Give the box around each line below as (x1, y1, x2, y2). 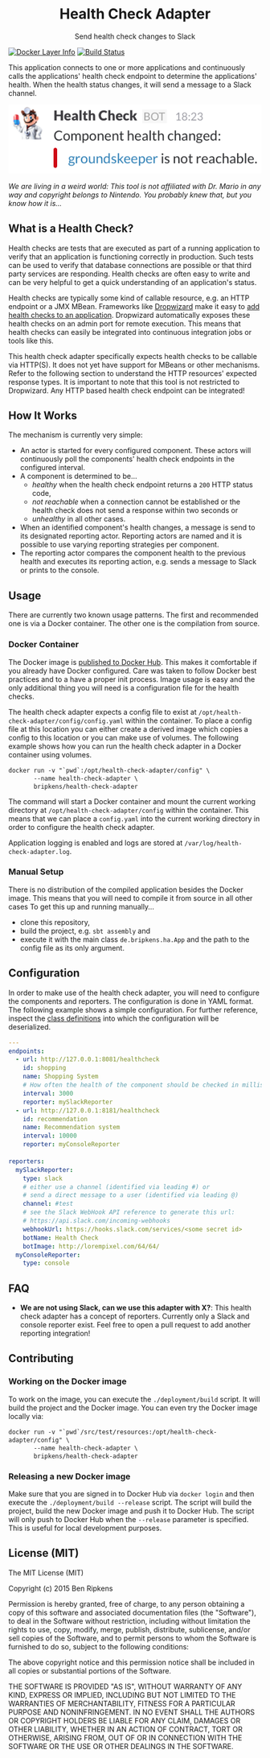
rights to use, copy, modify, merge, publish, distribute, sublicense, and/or (8, 1624, 251, 1634)
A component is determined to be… (19, 472, 137, 481)
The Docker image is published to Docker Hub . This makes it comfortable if (8, 657, 257, 666)
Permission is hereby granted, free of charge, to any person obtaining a (8, 1599, 245, 1608)
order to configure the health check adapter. (8, 822, 155, 832)
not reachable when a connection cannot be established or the (31, 497, 241, 507)
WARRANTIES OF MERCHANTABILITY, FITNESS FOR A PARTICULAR (8, 1698, 235, 1708)
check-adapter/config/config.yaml (8, 717, 125, 725)
